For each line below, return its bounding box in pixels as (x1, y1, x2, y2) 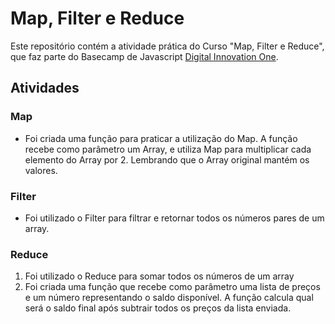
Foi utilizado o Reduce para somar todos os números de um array (24, 270, 295, 282)
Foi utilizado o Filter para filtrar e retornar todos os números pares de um (24, 212, 325, 224)
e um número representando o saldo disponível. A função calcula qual (24, 292, 314, 304)
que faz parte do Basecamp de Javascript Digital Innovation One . (10, 50, 279, 62)
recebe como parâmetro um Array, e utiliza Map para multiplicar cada (24, 143, 312, 155)
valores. (24, 164, 58, 176)
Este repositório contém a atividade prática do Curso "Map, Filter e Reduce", (10, 40, 325, 52)
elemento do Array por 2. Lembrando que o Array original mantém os (24, 153, 310, 166)
